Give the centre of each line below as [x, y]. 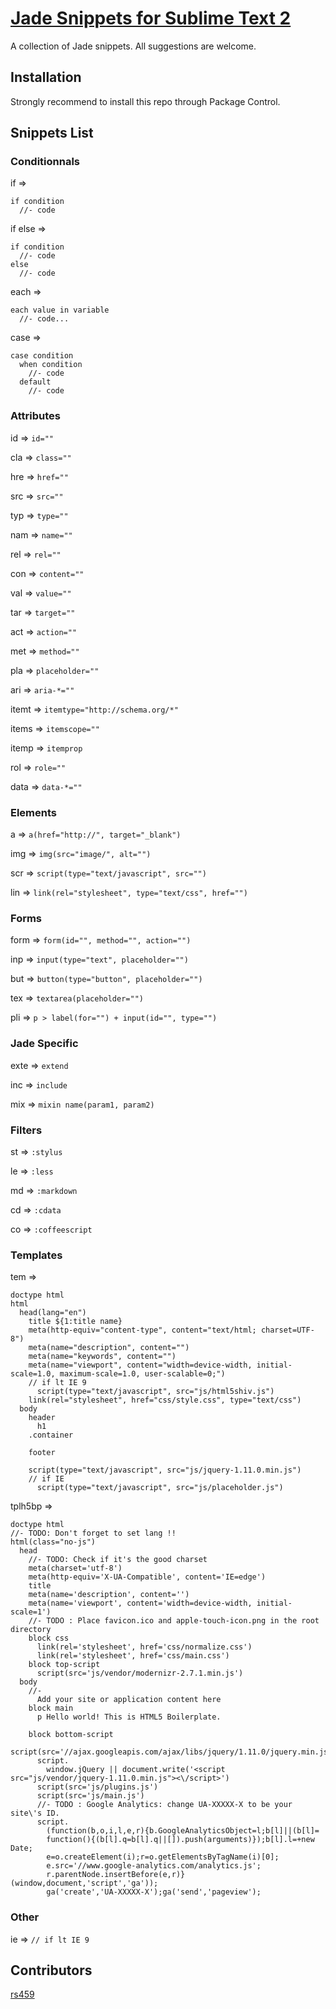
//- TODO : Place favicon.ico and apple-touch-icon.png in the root [174, 1621]
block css [49, 1638]
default [35, 382]
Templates [36, 1255]
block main [51, 1708]
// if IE [46, 1479]
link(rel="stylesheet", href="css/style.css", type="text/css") [165, 1400]
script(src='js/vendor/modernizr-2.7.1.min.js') [140, 1673]
